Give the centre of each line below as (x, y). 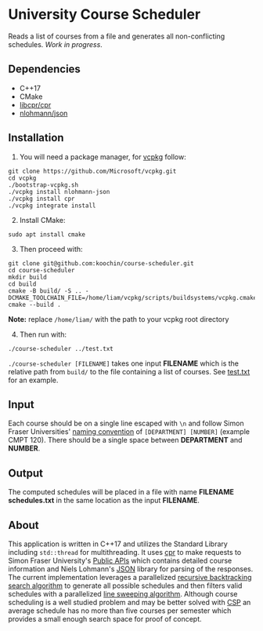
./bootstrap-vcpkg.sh (43, 185)
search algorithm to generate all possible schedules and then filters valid (125, 585)
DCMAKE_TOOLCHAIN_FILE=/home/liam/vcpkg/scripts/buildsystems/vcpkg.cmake (133, 297)
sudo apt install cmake (47, 234)
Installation (36, 138)
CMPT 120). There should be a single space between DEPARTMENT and (125, 440)
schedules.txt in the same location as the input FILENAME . (104, 501)
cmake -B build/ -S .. (45, 291)
